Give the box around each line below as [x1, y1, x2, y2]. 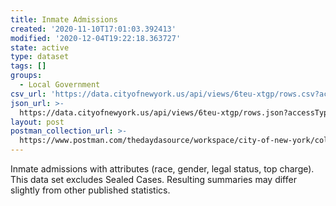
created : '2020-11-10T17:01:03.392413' [10, 24, 177, 34]
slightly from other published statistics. [10, 184, 171, 196]
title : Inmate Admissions [10, 14, 118, 25]
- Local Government [19, 80, 101, 90]
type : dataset [10, 52, 70, 62]
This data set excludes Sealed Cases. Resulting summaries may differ [10, 174, 297, 185]
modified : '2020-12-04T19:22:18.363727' [10, 33, 182, 43]
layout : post [10, 117, 65, 127]
